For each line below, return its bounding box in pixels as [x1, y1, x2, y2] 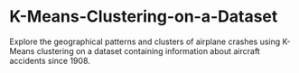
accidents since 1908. [9, 55, 90, 66]
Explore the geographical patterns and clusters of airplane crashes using [9, 36, 281, 47]
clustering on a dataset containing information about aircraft [36, 45, 260, 56]
